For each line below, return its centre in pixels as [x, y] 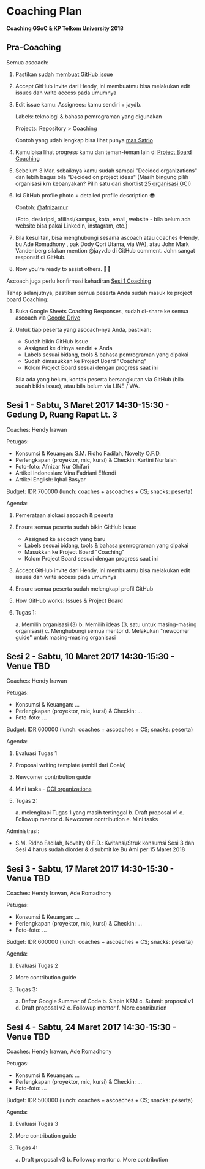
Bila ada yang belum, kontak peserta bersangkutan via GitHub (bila [99, 379]
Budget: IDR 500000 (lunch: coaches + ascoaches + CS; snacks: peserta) [100, 1100]
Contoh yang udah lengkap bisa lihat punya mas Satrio [84, 140]
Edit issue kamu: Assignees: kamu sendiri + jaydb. [78, 104]
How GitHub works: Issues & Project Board [69, 600]
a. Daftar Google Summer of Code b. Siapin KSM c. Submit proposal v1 [104, 1002]
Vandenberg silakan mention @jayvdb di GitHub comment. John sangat [105, 250]
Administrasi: [23, 831]
